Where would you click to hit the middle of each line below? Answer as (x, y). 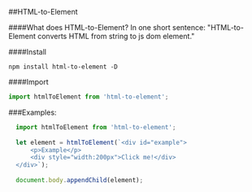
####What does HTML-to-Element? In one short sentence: (107, 27)
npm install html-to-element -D (63, 67)
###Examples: (33, 112)
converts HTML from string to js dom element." (116, 36)
